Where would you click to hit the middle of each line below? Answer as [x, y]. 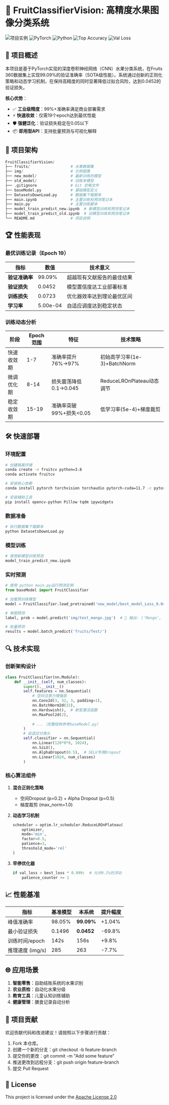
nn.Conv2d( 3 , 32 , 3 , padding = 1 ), [67, 701]
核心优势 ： [16, 98]
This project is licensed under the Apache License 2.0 [61, 1097]
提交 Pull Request [30, 1069]
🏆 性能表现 [23, 235]
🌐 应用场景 [22, 970]
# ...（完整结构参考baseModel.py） [66, 724]
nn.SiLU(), [44, 747]
